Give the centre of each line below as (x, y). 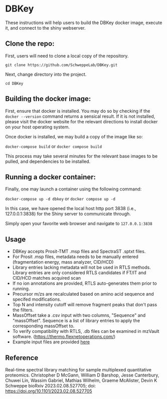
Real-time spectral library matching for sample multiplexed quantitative (78, 370)
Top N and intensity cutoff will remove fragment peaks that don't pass (85, 305)
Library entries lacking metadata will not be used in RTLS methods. (82, 267)
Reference (22, 358)
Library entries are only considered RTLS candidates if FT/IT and (79, 273)
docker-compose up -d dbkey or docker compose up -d (60, 199)
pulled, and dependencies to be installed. (48, 161)
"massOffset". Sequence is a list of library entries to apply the (76, 321)
